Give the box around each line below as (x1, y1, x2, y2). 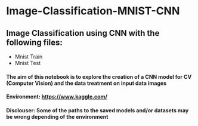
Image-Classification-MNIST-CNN (6, 4, 180, 18)
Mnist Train (14, 53, 43, 60)
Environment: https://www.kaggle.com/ (6, 93, 107, 100)
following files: (6, 37, 63, 47)
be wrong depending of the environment (6, 113, 109, 120)
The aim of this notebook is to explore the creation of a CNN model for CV (6, 73, 192, 80)
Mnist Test (14, 60, 41, 66)
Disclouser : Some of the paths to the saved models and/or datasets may (6, 106, 189, 114)
